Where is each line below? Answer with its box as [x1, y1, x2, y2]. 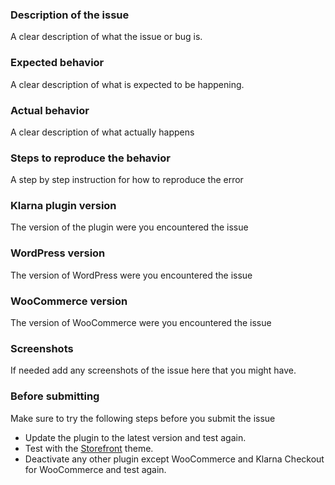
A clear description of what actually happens [10, 126, 195, 138]
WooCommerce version [10, 294, 128, 308]
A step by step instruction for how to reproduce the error [10, 174, 244, 186]
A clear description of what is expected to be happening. [10, 78, 245, 90]
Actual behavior [10, 103, 90, 117]
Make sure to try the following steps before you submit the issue [10, 412, 276, 424]
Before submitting [10, 389, 100, 403]
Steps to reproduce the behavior [10, 151, 171, 165]
